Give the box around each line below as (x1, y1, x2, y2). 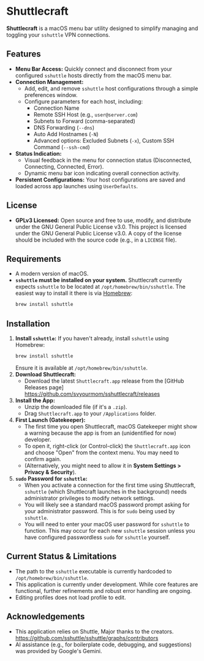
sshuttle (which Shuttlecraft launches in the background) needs (24, 487, 187, 495)
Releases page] (24, 383, 64, 391)
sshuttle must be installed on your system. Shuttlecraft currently (15, 277, 183, 284)
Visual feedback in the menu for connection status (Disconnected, (24, 156, 192, 164)
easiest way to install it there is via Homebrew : (15, 289, 133, 297)
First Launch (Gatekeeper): (15, 416, 86, 424)
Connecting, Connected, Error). (24, 162, 104, 170)
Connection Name (33, 104, 80, 112)
